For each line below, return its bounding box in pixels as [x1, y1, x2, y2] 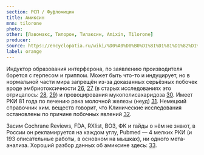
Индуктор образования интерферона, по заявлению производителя [6, 65, 183, 72]
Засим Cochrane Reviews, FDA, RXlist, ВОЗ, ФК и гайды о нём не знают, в [6, 122, 195, 129]
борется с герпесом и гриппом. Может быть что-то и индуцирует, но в [6, 71, 190, 79]
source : [6, 43, 26, 49]
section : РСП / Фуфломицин [6, 9, 75, 15]
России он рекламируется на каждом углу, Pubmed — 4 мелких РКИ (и [6, 128, 192, 136]
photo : [6, 26, 23, 32]
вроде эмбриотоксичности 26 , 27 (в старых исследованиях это [6, 84, 172, 92]
